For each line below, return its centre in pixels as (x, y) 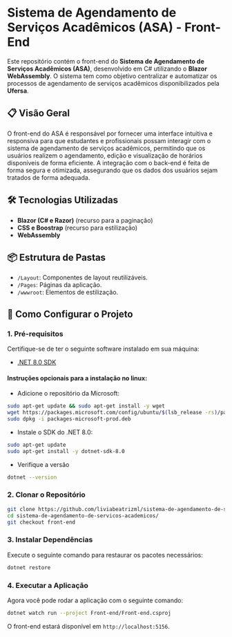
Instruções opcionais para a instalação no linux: (77, 378)
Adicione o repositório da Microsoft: (68, 394)
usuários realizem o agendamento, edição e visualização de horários (105, 155)
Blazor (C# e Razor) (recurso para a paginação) (85, 220)
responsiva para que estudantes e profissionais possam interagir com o (109, 140)
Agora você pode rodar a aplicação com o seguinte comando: (95, 600)
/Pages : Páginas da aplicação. (59, 285)
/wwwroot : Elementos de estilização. (68, 293)
